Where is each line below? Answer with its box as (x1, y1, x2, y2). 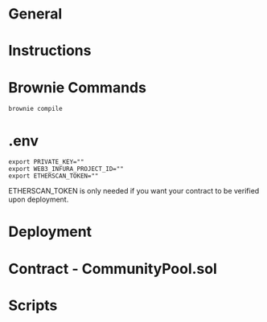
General (8, 5, 63, 23)
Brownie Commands (8, 78, 147, 96)
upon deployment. (8, 194, 69, 205)
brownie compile (8, 105, 63, 113)
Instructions (8, 42, 92, 60)
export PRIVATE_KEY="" (8, 158, 84, 166)
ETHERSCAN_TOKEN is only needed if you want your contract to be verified (8, 186, 260, 196)
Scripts (8, 296, 58, 314)
